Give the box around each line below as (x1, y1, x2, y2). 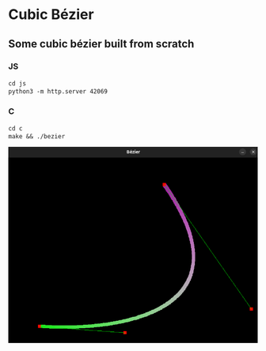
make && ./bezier (8, 133, 66, 141)
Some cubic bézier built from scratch (8, 37, 195, 51)
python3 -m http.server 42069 (8, 87, 108, 96)
